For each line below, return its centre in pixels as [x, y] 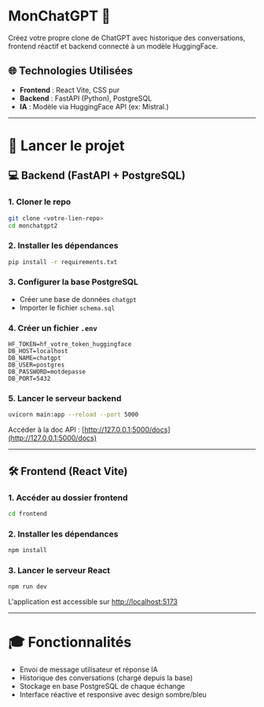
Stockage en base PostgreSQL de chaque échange [102, 687]
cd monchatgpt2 [33, 226]
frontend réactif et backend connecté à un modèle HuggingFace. [113, 46]
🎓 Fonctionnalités [70, 642]
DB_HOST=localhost [38, 352]
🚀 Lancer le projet [66, 145]
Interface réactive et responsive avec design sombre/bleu [113, 694]
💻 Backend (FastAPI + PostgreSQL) [97, 176]
